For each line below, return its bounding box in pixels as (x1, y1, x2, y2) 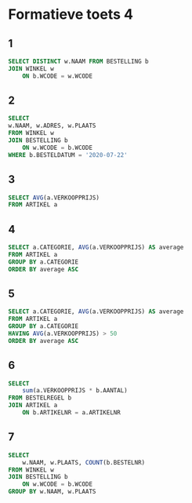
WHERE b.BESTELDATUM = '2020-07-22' (8, 151, 128, 159)
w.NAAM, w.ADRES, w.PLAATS (8, 122, 96, 130)
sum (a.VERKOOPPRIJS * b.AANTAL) (22, 387, 128, 395)
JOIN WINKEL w (8, 64, 55, 72)
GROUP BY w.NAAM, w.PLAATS (8, 488, 96, 496)
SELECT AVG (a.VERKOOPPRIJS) (8, 194, 100, 202)
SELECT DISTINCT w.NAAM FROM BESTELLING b (8, 57, 149, 65)
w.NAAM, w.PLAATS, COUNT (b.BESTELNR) (22, 458, 146, 466)
